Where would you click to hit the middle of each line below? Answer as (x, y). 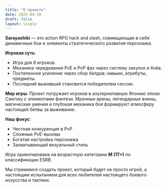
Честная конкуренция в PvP (42, 129)
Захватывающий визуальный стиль (50, 145)
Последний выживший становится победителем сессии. (73, 84)
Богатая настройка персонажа (45, 139)
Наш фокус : (18, 119)
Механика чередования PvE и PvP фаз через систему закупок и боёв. (87, 68)
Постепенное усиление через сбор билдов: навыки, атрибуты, (79, 73)
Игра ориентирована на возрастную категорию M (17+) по (68, 154)
